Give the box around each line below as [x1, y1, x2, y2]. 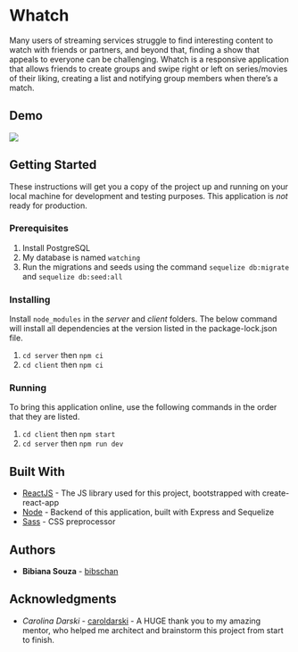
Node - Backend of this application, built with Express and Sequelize [21, 506, 275, 518]
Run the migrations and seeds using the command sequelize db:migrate [21, 261, 290, 272]
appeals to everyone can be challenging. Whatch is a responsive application [9, 54, 290, 64]
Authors [9, 542, 56, 557]
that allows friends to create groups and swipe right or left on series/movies [9, 63, 288, 74]
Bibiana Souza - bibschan [21, 566, 119, 577]
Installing [9, 293, 51, 305]
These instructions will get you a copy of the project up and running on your [9, 180, 288, 192]
